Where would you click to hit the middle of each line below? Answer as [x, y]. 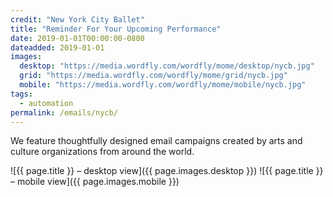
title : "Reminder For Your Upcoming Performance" [116, 29]
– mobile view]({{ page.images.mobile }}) [95, 182]
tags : [21, 94]
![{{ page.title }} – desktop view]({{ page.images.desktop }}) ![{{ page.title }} [167, 171]
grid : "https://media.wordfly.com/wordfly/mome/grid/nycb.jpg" [153, 76]
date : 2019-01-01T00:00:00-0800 [77, 38]
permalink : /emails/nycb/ [64, 112]
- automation [46, 103]
